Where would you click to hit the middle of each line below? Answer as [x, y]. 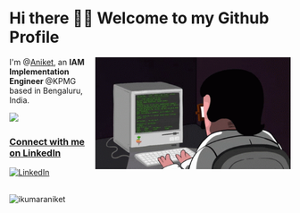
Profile [34, 37]
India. [19, 100]
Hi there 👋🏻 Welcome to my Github [139, 18]
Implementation [39, 72]
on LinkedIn [35, 153]
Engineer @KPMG [43, 81]
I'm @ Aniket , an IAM [47, 62]
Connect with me [47, 141]
